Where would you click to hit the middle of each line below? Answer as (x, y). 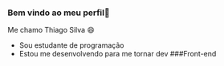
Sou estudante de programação (71, 45)
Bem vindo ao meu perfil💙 (59, 13)
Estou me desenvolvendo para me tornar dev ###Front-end (118, 54)
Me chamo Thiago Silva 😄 (51, 30)
